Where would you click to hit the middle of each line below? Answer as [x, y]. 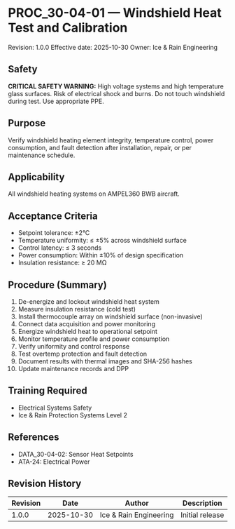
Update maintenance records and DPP [73, 369]
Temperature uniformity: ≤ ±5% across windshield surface [102, 241]
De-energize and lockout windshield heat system [89, 302]
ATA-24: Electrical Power [54, 462]
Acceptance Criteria [53, 216]
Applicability [36, 177]
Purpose [27, 123]
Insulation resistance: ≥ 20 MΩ [62, 263]
